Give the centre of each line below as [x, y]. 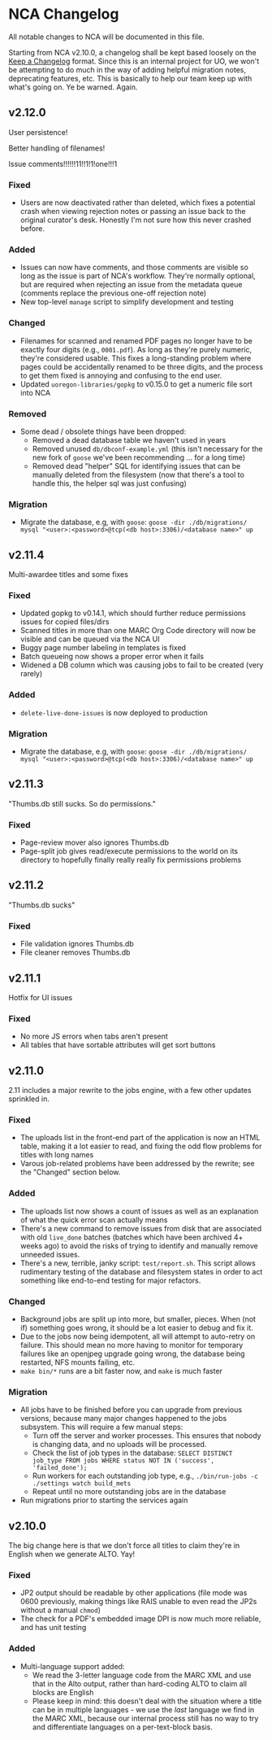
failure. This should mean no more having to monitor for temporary [132, 1344]
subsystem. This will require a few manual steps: [101, 1427]
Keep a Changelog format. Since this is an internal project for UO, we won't [134, 61]
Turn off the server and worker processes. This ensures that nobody [147, 1436]
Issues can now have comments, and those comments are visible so [134, 267]
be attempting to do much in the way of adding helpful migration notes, [127, 69]
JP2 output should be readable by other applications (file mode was [134, 1593]
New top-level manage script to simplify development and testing [127, 302]
